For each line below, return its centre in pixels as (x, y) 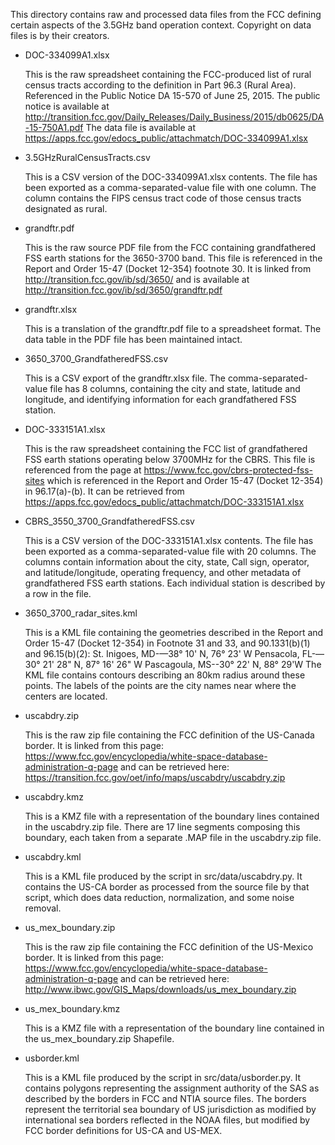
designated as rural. (66, 208)
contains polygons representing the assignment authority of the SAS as (172, 1088)
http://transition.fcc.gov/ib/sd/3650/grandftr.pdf (123, 290)
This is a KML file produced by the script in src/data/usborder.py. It (163, 1077)
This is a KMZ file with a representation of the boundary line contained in (174, 1028)
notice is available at (67, 106)
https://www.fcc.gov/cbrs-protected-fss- (228, 470)
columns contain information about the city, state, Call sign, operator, (167, 562)
